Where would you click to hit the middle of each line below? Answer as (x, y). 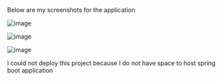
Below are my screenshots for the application (71, 10)
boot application (30, 70)
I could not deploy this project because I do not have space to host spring (111, 63)
